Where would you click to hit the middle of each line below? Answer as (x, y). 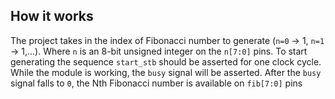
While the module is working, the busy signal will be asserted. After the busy (166, 72)
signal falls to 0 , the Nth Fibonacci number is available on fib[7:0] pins (156, 83)
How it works (52, 16)
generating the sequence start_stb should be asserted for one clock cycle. (166, 61)
